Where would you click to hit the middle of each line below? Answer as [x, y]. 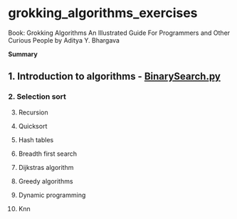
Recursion [33, 112]
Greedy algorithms [46, 181]
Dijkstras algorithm [46, 167]
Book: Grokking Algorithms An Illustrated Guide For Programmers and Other [119, 33]
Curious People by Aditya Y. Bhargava [64, 40]
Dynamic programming [52, 195]
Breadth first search [48, 154]
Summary [23, 54]
